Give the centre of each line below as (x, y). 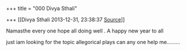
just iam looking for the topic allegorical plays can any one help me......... (93, 42)
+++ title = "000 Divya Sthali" (42, 8)
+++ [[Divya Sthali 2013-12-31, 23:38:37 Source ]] (66, 19)
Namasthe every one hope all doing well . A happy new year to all (85, 31)
